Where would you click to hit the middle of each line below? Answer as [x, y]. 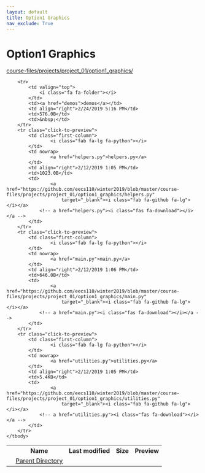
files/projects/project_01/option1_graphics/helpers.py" [81, 195]
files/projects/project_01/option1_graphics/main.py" [77, 297]
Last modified [89, 451]
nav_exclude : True [30, 23]
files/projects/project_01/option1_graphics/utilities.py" [83, 399]
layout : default [27, 12]
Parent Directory [39, 461]
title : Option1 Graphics [38, 18]
